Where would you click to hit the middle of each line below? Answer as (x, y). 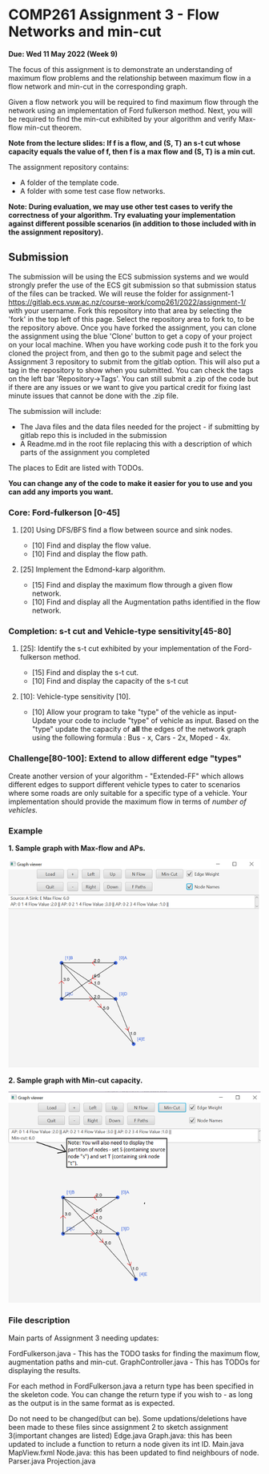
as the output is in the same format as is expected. (92, 1403)
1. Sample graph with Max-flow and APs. (77, 848)
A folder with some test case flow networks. (92, 191)
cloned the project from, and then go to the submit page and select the (125, 353)
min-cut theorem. (53, 127)
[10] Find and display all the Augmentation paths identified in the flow (146, 602)
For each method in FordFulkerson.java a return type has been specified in (131, 1386)
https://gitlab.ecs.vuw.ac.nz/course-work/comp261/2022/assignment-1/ (127, 302)
